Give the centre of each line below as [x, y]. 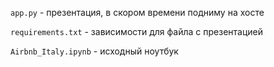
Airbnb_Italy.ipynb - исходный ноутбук [94, 51]
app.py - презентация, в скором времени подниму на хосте [137, 12]
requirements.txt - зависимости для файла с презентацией [136, 31]
